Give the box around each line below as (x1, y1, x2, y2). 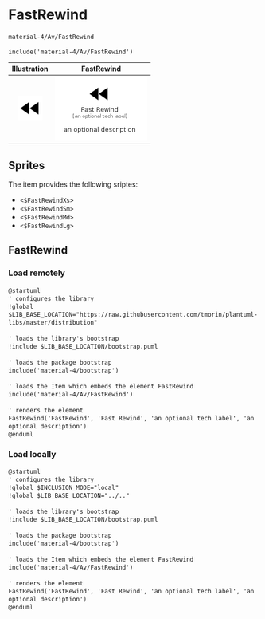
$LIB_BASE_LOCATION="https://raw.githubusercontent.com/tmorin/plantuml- (8, 310, 259, 318)
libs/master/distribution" (8, 318, 98, 326)
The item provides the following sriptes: (8, 179, 138, 189)
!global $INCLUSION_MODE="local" (8, 483, 119, 491)
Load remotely (8, 267, 66, 278)
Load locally (8, 448, 57, 459)
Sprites (8, 158, 45, 172)
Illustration (11, 64, 49, 73)
